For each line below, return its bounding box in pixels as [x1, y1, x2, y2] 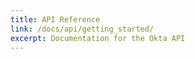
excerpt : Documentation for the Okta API [10, 33, 186, 43]
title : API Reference [10, 14, 101, 25]
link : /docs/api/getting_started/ [10, 24, 155, 34]
